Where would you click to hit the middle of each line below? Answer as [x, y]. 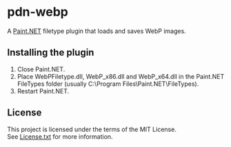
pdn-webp [38, 12]
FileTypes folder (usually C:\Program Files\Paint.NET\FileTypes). [108, 84]
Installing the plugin [51, 53]
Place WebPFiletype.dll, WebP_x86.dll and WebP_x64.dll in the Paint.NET [121, 76]
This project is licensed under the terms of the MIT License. [92, 129]
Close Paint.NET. [41, 69]
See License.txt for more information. [60, 136]
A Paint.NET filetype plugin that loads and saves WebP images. [97, 31]
